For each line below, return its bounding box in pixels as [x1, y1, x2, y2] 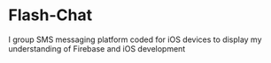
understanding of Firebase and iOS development [8, 43, 186, 53]
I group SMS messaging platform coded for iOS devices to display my [8, 34, 262, 45]
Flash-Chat [8, 5, 93, 25]
